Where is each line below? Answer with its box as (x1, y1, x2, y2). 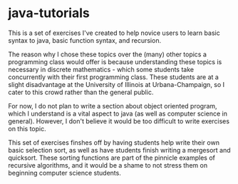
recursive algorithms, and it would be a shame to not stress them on (8, 160, 208, 169)
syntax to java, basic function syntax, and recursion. (8, 36, 162, 44)
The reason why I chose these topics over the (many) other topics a (8, 50, 207, 58)
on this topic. (8, 124, 47, 133)
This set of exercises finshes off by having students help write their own (8, 138, 220, 147)
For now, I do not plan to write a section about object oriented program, (8, 101, 217, 110)
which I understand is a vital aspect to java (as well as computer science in (8, 109, 227, 118)
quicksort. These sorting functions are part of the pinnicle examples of (8, 153, 216, 162)
